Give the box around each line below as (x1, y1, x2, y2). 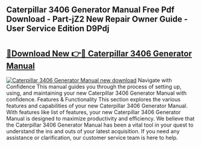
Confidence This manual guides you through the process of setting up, (6, 83, 182, 90)
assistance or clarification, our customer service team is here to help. (6, 134, 178, 141)
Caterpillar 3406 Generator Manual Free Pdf (6, 5, 175, 15)
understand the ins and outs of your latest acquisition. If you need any (6, 128, 180, 134)
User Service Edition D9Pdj (6, 23, 110, 34)
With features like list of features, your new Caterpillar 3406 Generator (6, 109, 181, 116)
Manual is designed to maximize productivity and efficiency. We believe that (6, 115, 195, 122)
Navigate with (137, 77, 173, 83)
